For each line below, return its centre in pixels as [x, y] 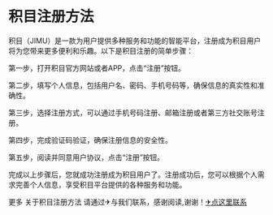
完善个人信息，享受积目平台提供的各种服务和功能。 [101, 184]
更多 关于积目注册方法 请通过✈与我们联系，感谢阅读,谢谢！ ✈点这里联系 [128, 202]
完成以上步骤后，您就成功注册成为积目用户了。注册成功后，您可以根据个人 [133, 174]
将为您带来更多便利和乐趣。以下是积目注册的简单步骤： [101, 50]
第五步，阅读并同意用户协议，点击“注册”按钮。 [87, 157]
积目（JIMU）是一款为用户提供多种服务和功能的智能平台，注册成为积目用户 [135, 41]
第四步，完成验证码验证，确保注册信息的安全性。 [90, 140]
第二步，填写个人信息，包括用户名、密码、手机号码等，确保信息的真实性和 [133, 85]
